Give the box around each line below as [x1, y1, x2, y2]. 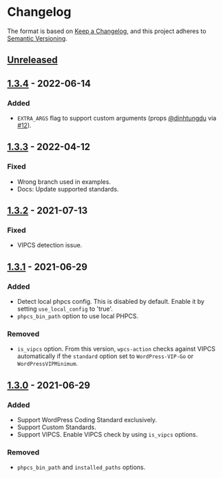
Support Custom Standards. [17, 423, 96, 431]
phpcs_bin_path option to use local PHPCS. [17, 312, 139, 320]
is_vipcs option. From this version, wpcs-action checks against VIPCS [17, 345, 215, 353]
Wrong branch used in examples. [17, 177, 111, 186]
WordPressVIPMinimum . [17, 360, 78, 368]
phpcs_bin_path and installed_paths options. [17, 463, 146, 472]
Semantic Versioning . [7, 34, 67, 42]
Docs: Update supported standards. [17, 185, 119, 193]
